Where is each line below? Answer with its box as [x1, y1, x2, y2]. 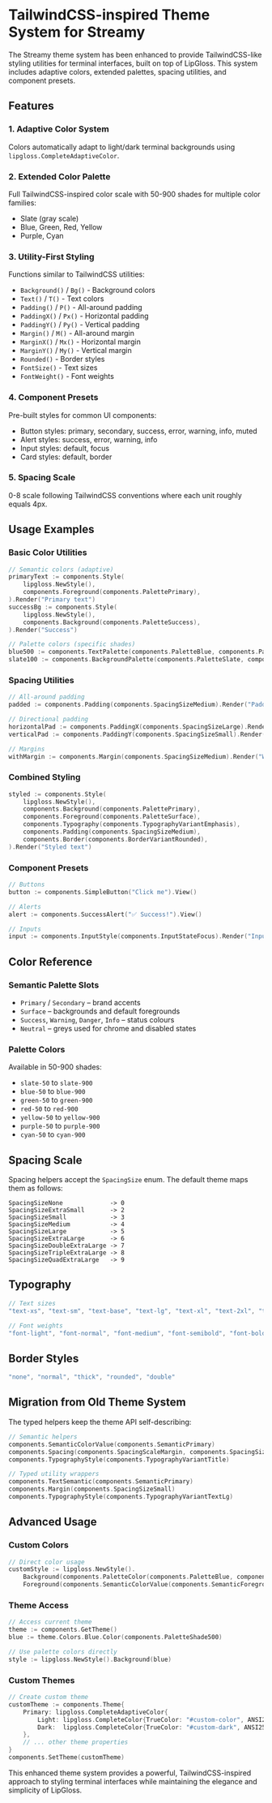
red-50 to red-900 [19, 1104, 79, 1113]
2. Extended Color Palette [8, 170, 111, 182]
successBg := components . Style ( [8, 603, 117, 611]
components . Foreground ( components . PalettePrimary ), [23, 588, 201, 596]
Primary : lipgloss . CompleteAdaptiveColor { [23, 1708, 168, 1716]
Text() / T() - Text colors [19, 294, 104, 303]
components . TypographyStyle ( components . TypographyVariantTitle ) [8, 1455, 230, 1464]
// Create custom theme [8, 1693, 89, 1702]
